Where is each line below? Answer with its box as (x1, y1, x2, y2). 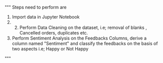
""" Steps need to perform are (5, 4, 67, 10)
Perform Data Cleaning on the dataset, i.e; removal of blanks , (19, 24, 147, 30)
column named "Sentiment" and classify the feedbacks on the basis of (12, 40, 158, 46)
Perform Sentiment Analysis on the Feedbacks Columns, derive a (12, 35, 147, 41)
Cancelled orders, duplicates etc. (19, 30, 88, 35)
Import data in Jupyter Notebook (12, 14, 80, 19)
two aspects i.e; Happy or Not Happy (12, 46, 89, 51)
